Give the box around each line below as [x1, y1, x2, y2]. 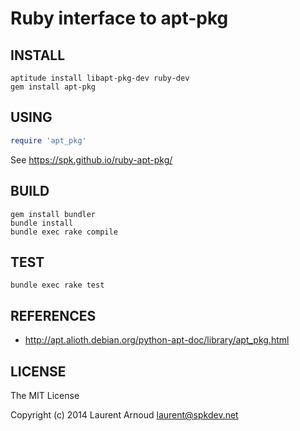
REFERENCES [10, 307, 97, 324]
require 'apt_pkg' [10, 135, 87, 146]
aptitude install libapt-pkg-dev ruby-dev [10, 73, 190, 83]
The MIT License [10, 389, 80, 401]
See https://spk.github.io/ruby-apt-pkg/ [10, 153, 173, 166]
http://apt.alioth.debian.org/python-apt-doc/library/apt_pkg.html [24, 334, 290, 346]
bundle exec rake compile [10, 227, 118, 237]
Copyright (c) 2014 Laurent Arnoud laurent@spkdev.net [10, 408, 239, 421]
